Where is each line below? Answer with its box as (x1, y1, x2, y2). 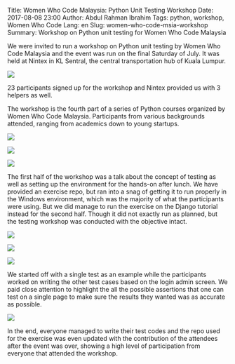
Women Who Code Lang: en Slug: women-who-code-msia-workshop (7, 21, 208, 29)
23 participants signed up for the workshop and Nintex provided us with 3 (7, 83, 221, 92)
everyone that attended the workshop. (7, 349, 118, 357)
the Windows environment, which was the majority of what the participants (7, 195, 224, 203)
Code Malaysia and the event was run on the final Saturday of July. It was (7, 49, 220, 58)
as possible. (7, 300, 42, 308)
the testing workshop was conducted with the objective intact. (7, 217, 187, 225)
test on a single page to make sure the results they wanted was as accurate (7, 292, 226, 301)
